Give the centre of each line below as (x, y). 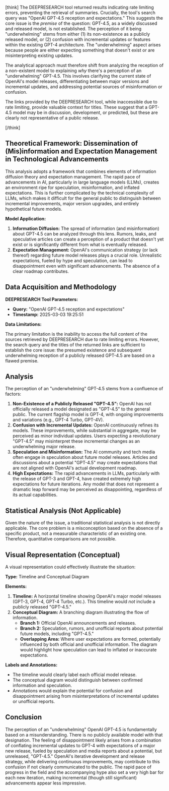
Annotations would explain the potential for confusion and (72, 691)
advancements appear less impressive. (46, 783)
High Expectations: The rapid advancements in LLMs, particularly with (86, 473)
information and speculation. (42, 686)
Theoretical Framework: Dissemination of (72, 143)
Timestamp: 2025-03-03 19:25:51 (48, 314)
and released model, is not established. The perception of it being (73, 29)
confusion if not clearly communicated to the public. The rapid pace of (78, 767)
